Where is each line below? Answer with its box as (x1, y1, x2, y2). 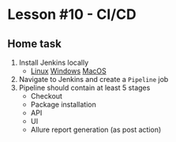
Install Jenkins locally (18, 58, 89, 67)
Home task (7, 37, 62, 50)
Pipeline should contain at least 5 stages (18, 83, 151, 92)
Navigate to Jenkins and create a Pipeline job (18, 75, 169, 84)
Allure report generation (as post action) (30, 125, 162, 134)
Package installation (30, 100, 96, 109)
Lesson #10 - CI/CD (7, 6, 137, 24)
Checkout (30, 92, 62, 100)
